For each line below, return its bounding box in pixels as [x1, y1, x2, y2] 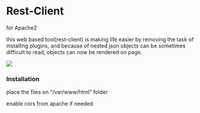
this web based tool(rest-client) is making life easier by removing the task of [6, 35, 194, 43]
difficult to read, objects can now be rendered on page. [6, 48, 143, 55]
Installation [6, 75, 40, 83]
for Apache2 [6, 24, 37, 31]
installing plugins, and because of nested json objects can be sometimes [6, 42, 186, 49]
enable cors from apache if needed [6, 100, 93, 108]
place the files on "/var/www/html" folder [6, 88, 108, 96]
